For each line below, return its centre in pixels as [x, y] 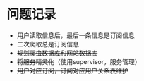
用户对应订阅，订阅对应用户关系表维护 [72, 70]
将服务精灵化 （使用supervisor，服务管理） [79, 61]
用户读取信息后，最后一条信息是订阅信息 [76, 35]
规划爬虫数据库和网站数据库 [57, 53]
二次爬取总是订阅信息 [48, 44]
